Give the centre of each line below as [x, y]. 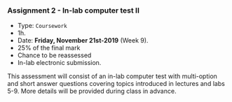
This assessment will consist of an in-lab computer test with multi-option [112, 76]
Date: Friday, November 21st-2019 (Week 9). [83, 41]
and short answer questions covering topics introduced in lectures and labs [116, 84]
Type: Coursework [42, 26]
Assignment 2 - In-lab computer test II [74, 10]
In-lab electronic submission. [59, 63]
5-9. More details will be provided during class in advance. [92, 91]
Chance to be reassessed [54, 55]
